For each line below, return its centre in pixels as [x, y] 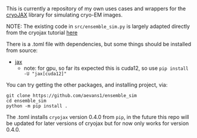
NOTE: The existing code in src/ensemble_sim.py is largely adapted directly [98, 26]
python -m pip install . [37, 106]
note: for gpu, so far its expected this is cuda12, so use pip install [106, 68]
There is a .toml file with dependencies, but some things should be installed [99, 44]
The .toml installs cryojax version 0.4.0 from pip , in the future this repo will [98, 117]
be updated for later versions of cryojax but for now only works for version [98, 123]
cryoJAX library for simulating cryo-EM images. [65, 15]
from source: [22, 50]
